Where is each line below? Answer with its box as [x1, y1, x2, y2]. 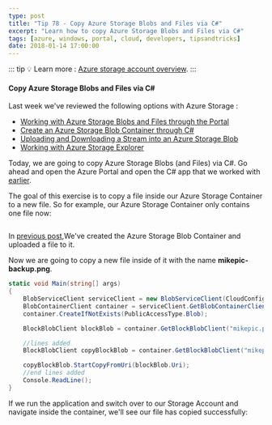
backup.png [8, 264, 51, 274]
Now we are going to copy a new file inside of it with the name [8, 256, 216, 266]
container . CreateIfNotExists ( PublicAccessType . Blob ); [23, 309, 208, 318]
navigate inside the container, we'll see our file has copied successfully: [8, 406, 249, 417]
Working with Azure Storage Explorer [19, 142, 144, 152]
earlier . [8, 176, 32, 185]
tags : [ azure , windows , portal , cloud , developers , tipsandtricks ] [8, 34, 241, 43]
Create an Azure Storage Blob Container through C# [19, 125, 194, 135]
